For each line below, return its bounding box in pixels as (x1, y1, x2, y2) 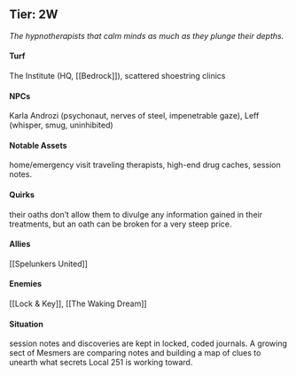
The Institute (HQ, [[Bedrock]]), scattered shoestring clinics (9, 71, 226, 81)
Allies (9, 239, 31, 249)
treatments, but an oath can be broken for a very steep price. (9, 219, 232, 229)
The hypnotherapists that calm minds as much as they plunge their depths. (9, 30, 284, 41)
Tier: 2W (9, 7, 58, 22)
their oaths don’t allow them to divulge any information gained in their (9, 209, 263, 219)
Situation (9, 318, 44, 329)
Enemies (9, 279, 43, 289)
